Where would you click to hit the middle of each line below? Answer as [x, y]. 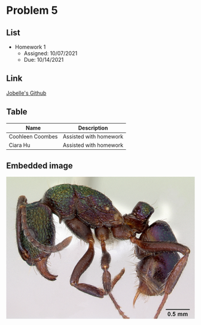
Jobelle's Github [26, 93]
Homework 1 [30, 47]
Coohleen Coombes [33, 137]
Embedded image [39, 165]
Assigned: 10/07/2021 [51, 53]
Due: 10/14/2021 [44, 60]
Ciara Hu [20, 145]
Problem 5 [32, 10]
